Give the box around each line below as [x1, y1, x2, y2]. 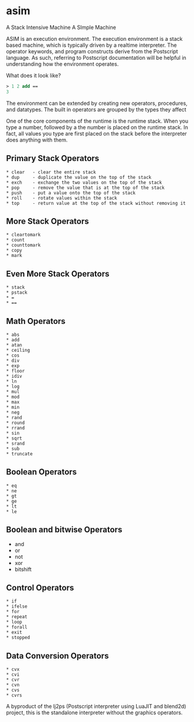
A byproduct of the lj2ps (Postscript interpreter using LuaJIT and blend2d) [6, 703, 187, 710]
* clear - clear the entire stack [6, 169, 96, 175]
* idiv [6, 373, 22, 379]
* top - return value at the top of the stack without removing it [6, 200, 186, 206]
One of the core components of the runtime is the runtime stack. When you [6, 117, 189, 124]
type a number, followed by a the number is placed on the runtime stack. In [6, 123, 189, 131]
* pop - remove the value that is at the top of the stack [6, 185, 165, 191]
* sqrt [6, 435, 22, 441]
